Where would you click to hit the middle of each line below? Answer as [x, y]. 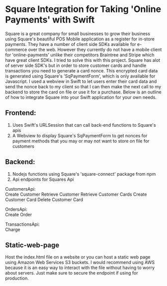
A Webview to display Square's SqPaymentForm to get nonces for [80, 135]
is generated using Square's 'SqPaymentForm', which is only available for [80, 76]
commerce [16, 49]
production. [17, 279]
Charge [13, 229]
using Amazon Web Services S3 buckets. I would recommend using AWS [80, 263]
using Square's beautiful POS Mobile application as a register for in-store [80, 39]
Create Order [19, 214]
